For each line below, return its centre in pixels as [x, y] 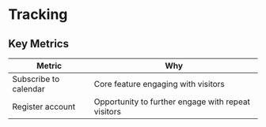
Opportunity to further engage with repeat [172, 102]
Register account [44, 106]
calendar [28, 89]
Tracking [38, 15]
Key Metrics [39, 44]
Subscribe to [36, 79]
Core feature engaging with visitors [160, 84]
